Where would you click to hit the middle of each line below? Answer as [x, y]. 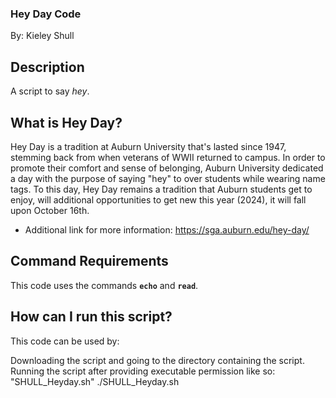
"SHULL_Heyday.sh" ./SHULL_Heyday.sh [95, 381]
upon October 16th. [50, 210]
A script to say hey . [50, 91]
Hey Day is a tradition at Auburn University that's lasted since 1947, [148, 146]
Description [47, 67]
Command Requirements [89, 261]
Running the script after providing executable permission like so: [143, 371]
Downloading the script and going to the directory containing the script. [157, 360]
